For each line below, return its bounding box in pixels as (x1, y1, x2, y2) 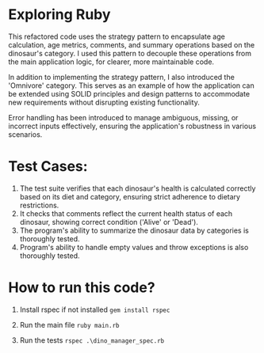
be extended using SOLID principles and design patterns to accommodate (8, 89, 251, 98)
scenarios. (8, 129, 43, 139)
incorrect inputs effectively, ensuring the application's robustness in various (8, 121, 256, 131)
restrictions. (19, 200, 59, 210)
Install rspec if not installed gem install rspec (19, 305, 170, 314)
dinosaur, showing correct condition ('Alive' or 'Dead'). (19, 217, 198, 226)
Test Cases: (8, 158, 89, 176)
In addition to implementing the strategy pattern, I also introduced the (8, 72, 235, 82)
